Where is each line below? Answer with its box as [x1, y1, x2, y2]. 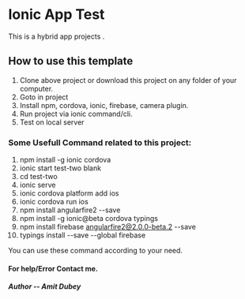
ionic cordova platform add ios [19, 189, 119, 198]
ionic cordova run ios [19, 197, 89, 207]
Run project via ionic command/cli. [19, 109, 133, 118]
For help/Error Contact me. [8, 263, 99, 273]
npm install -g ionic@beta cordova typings [19, 214, 158, 223]
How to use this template [8, 54, 134, 68]
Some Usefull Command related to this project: [8, 136, 192, 148]
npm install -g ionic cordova [19, 155, 111, 165]
